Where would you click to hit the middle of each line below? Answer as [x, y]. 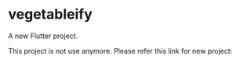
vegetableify [50, 14]
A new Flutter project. [43, 36]
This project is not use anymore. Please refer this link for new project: [120, 51]
